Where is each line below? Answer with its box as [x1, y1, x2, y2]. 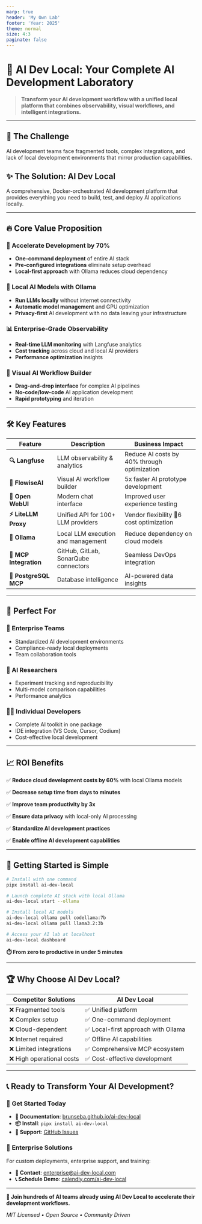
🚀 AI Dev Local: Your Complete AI [6, 63, 175, 77]
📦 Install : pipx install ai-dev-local [14, 1120, 108, 1127]
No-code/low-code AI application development [14, 389, 133, 396]
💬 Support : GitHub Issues [14, 1128, 79, 1136]
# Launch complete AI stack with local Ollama [6, 893, 125, 899]
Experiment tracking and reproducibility [14, 679, 113, 686]
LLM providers [57, 518, 98, 527]
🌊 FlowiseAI [9, 479, 44, 487]
